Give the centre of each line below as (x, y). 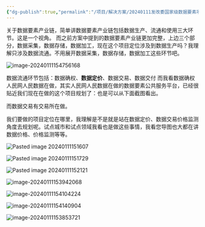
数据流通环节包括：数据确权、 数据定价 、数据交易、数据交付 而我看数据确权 (101, 77)
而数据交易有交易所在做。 (38, 106)
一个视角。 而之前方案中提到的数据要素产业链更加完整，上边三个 (108, 38)
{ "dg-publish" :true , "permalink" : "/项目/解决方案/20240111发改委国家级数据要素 (102, 12)
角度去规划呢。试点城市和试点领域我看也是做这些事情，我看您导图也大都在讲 (103, 126)
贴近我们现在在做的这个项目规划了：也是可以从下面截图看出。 (84, 93)
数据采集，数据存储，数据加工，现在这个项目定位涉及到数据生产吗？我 (105, 45)
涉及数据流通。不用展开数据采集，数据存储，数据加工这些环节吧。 (100, 53)
